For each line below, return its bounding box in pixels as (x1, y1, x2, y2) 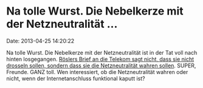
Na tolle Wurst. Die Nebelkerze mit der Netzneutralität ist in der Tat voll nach (6, 49, 198, 56)
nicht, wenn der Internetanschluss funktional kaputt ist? (6, 75, 145, 82)
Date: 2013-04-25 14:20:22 (6, 37, 75, 44)
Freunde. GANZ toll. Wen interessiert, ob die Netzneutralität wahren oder (6, 68, 188, 75)
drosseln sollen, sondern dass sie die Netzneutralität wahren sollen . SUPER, (6, 62, 196, 69)
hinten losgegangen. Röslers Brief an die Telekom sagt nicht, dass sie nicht (6, 55, 194, 63)
